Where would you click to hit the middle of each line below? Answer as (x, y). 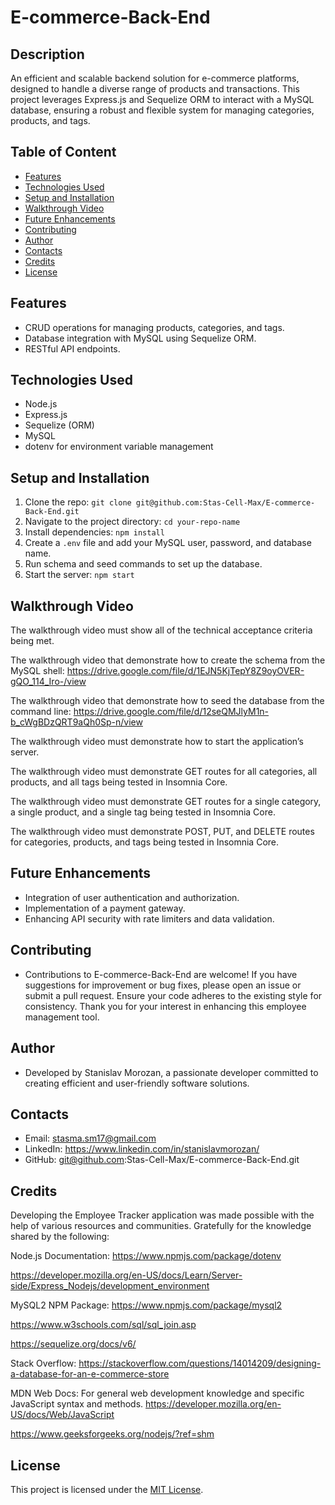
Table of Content (63, 152)
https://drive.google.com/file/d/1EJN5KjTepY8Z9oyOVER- (185, 671)
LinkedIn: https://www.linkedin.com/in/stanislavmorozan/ (142, 1149)
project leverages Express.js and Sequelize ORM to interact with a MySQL (162, 99)
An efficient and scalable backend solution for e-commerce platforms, (155, 78)
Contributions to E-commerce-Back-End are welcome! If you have (161, 974)
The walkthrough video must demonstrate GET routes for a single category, (166, 802)
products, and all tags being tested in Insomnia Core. (119, 782)
